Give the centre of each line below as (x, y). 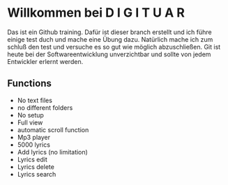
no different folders (45, 107)
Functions (30, 84)
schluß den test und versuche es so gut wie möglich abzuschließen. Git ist (114, 47)
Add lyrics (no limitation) (53, 152)
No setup (30, 115)
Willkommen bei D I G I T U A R (96, 13)
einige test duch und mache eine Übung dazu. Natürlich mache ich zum (110, 39)
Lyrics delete (36, 167)
